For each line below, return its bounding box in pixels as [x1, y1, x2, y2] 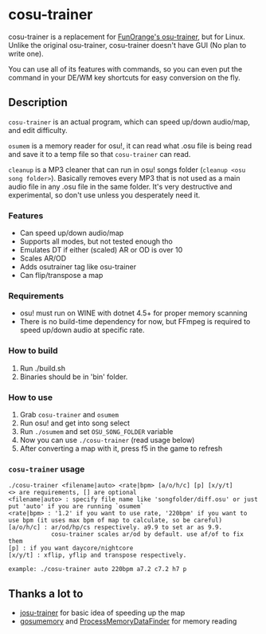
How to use [8, 392, 53, 403]
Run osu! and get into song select [19, 418, 130, 428]
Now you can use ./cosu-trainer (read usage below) [19, 435, 195, 444]
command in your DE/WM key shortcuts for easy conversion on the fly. [8, 72, 241, 82]
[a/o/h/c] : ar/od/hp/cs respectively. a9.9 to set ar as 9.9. [8, 523, 223, 531]
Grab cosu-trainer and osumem [19, 409, 119, 419]
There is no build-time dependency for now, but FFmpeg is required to [19, 317, 251, 327]
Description [8, 96, 68, 109]
